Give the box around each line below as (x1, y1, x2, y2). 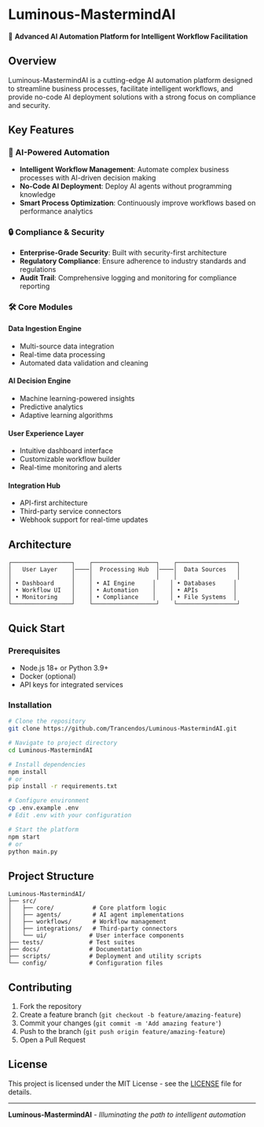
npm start (8, 833, 41, 841)
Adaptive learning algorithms (19, 411, 114, 420)
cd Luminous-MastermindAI (8, 746, 93, 754)
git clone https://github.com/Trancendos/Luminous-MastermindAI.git (8, 725, 237, 733)
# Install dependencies (8, 761, 86, 768)
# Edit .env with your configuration (8, 812, 132, 820)
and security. (8, 100, 51, 110)
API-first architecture (19, 498, 88, 508)
